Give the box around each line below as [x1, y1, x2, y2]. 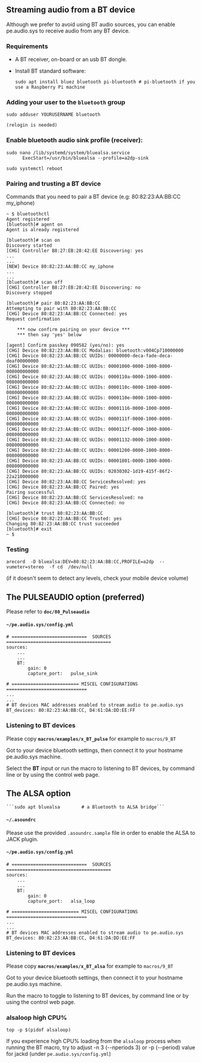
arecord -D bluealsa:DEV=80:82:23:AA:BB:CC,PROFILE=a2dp [6, 559, 154, 565]
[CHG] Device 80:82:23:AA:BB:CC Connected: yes [6, 311, 128, 317]
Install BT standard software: [14, 67, 86, 74]
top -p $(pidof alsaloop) [6, 1027, 71, 1033]
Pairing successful [6, 489, 55, 495]
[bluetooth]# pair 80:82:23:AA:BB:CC [6, 300, 101, 306]
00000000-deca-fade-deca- [108, 353, 173, 359]
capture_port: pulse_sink [28, 670, 98, 677]
